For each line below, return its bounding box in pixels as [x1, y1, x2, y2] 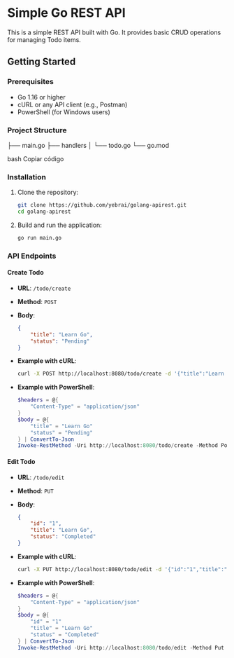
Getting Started [7, 56, 76, 68]
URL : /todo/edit [17, 473, 65, 481]
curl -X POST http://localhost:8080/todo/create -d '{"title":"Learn [17, 370, 225, 378]
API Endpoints [7, 251, 57, 261]
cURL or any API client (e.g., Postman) [17, 100, 128, 109]
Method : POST [17, 297, 57, 306]
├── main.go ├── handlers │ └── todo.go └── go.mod [7, 141, 170, 149]
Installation [7, 172, 47, 181]
